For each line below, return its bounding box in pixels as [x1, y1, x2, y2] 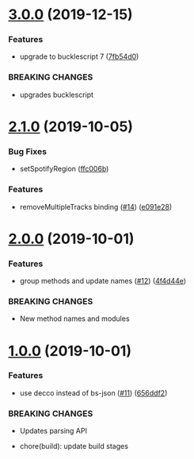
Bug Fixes [8, 145, 48, 156]
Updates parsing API [19, 426, 87, 436]
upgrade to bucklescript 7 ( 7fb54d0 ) [19, 52, 139, 61]
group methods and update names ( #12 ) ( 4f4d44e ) [19, 276, 187, 286]
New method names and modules [19, 314, 130, 323]
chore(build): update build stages [19, 442, 129, 451]
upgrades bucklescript [19, 90, 93, 99]
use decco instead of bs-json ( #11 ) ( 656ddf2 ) [19, 388, 168, 398]
